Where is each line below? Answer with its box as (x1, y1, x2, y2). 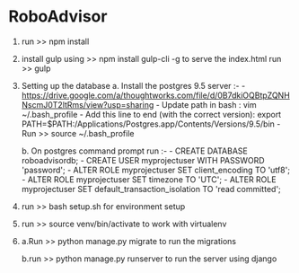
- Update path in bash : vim (155, 99, 257, 110)
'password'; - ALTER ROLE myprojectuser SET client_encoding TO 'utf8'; (21, 164, 291, 175)
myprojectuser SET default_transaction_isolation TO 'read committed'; (21, 183, 282, 194)
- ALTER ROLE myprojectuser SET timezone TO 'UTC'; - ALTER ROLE (21, 173, 277, 185)
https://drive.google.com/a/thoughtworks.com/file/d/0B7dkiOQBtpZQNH (21, 90, 291, 101)
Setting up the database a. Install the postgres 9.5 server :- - (21, 80, 246, 91)
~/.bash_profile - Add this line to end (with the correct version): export (21, 109, 282, 119)
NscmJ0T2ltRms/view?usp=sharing (21, 99, 154, 110)
